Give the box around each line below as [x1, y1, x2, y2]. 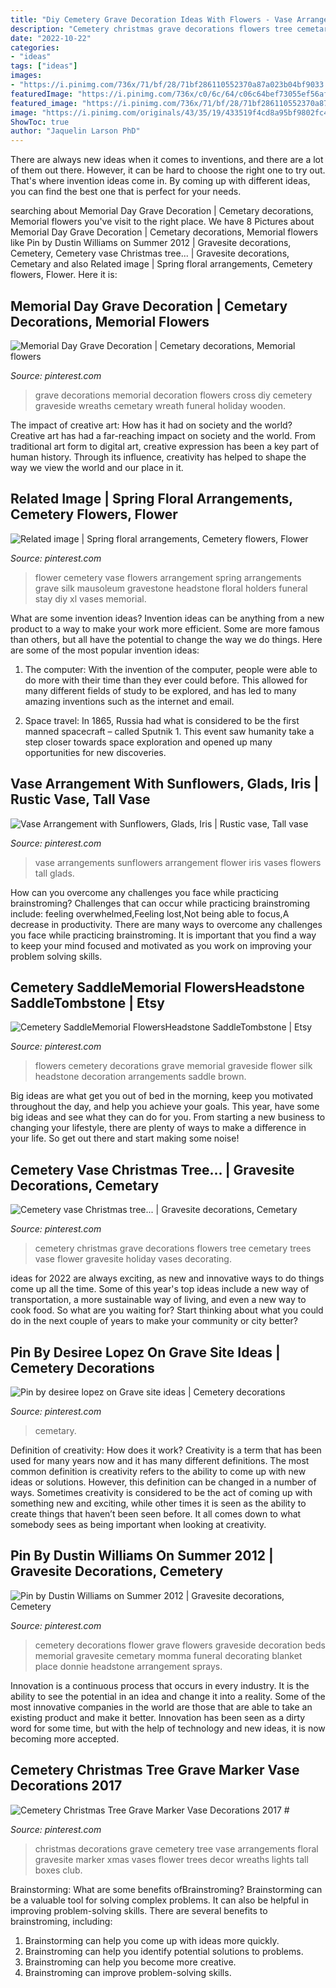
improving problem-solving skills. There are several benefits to [10, 1904, 268, 1916]
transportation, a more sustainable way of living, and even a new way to [10, 1294, 307, 1306]
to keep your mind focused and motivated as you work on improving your [10, 939, 313, 951]
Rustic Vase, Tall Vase [10, 791, 151, 808]
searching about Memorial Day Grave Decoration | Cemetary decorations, [10, 205, 314, 217]
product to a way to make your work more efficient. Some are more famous [10, 622, 320, 635]
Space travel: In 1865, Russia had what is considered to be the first [24, 714, 300, 726]
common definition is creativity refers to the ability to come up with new [10, 1466, 307, 1477]
